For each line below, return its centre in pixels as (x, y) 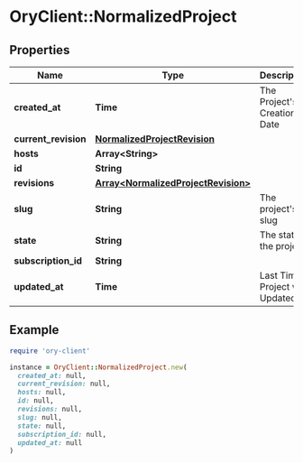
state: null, (42, 426)
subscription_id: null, (62, 434)
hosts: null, (42, 393)
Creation (278, 113)
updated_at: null (50, 443)
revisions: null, (50, 409)
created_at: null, (52, 375)
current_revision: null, (64, 384)
